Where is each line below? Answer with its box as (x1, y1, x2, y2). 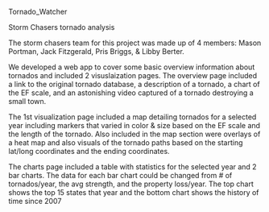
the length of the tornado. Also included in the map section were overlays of (8, 129, 261, 139)
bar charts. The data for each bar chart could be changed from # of (8, 171, 233, 180)
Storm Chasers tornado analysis (8, 23, 115, 31)
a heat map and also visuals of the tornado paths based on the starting (8, 138, 243, 148)
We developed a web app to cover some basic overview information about (8, 62, 255, 72)
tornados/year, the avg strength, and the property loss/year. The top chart (8, 179, 254, 189)
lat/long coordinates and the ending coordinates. (8, 147, 171, 156)
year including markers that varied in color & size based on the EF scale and (8, 121, 260, 130)
